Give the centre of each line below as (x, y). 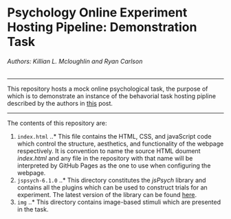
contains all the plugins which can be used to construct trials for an (112, 187)
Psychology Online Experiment (97, 13)
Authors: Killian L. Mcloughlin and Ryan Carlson (75, 61)
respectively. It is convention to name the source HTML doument (109, 151)
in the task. (33, 209)
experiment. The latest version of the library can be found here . (107, 195)
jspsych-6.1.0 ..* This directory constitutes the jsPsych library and (111, 181)
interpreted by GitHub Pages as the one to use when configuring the (114, 165)
